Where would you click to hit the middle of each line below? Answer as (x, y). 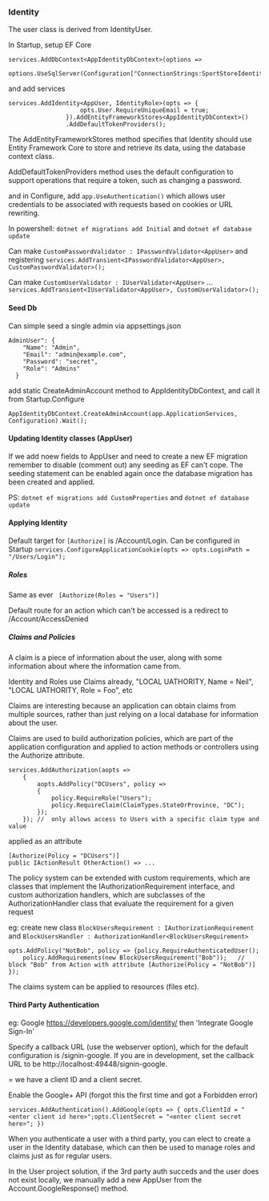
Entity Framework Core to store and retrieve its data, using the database (127, 148)
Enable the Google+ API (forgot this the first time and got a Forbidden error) (133, 1095)
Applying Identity (38, 523)
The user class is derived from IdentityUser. (80, 30)
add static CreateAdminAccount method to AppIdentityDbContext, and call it (134, 390)
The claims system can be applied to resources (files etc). (104, 987)
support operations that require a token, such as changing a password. (125, 181)
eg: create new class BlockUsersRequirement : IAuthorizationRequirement (131, 927)
